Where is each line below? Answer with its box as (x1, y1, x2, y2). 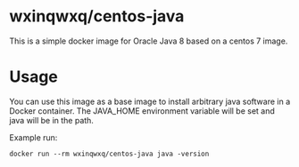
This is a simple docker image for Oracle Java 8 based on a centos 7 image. (9, 36, 288, 46)
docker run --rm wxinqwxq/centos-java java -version (9, 149, 210, 158)
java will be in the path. (9, 115, 94, 125)
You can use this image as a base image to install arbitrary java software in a (9, 96, 291, 107)
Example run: (9, 131, 58, 143)
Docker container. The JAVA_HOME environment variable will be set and (9, 105, 275, 116)
